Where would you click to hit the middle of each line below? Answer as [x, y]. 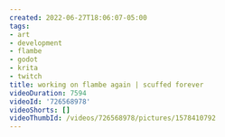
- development [36, 43]
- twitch [26, 77]
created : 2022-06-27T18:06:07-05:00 [78, 18]
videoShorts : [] [40, 110]
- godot [24, 59]
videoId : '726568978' [50, 101]
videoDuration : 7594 [48, 93]
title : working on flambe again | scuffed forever [107, 85]
